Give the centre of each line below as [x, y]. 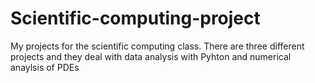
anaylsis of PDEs [45, 67]
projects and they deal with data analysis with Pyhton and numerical [151, 56]
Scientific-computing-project [135, 18]
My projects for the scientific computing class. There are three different [157, 46]
